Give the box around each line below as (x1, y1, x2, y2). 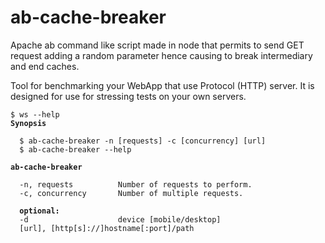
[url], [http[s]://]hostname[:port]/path (19, 223, 195, 233)
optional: (19, 206, 60, 216)
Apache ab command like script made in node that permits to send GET (10, 39, 305, 51)
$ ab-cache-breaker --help (19, 144, 132, 155)
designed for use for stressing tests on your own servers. (10, 90, 247, 102)
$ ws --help (10, 109, 60, 120)
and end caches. (10, 60, 80, 72)
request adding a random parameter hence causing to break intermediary (10, 49, 313, 61)
